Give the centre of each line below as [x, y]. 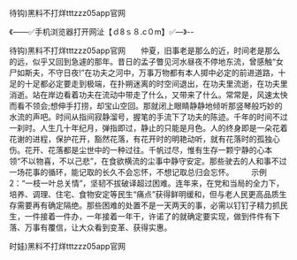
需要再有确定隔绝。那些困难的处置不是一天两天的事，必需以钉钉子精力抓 [148, 205]
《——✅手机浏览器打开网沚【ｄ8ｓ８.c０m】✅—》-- [102, 32]
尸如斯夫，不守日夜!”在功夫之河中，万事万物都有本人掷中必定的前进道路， [144, 73]
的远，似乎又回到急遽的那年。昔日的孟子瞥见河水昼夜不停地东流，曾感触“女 [147, 61]
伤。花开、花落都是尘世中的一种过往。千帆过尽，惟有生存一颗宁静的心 [137, 150]
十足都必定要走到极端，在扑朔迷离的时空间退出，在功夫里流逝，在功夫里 [156, 84]
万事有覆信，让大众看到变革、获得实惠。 [98, 227]
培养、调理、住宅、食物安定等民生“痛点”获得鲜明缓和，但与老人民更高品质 [145, 194]
